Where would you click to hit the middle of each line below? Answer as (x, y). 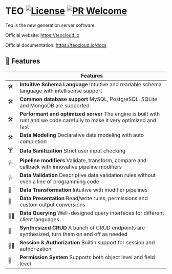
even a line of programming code (59, 181)
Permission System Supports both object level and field (87, 257)
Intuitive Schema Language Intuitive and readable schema (91, 84)
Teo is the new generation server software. (51, 25)
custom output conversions (52, 204)
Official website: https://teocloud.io (42, 35)
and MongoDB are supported (55, 105)
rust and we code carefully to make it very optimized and (88, 120)
